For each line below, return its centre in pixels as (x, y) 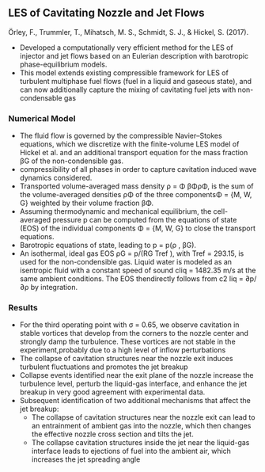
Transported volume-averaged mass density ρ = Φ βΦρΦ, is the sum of (137, 186)
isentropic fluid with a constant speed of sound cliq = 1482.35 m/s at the (138, 270)
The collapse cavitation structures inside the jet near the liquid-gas (140, 443)
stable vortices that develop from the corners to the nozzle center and (134, 333)
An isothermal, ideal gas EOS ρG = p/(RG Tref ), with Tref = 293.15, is (132, 253)
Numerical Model (42, 118)
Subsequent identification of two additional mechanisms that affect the (135, 401)
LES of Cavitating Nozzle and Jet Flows (106, 13)
